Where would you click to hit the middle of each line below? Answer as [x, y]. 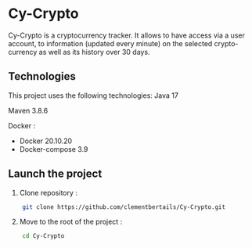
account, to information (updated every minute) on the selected [110, 43]
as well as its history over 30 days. [94, 52]
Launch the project [55, 174]
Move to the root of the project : [71, 222]
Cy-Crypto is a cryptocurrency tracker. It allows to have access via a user [126, 35]
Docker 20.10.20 [46, 141]
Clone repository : [49, 192]
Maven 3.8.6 [28, 110]
